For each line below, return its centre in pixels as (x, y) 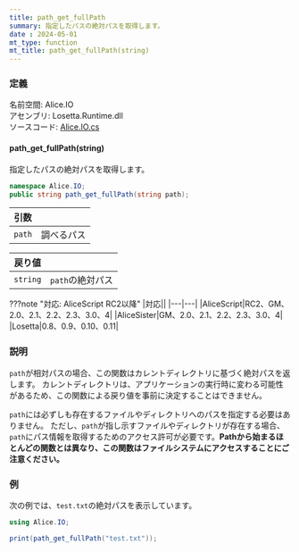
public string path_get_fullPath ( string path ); (100, 194)
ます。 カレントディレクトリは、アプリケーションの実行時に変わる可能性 (150, 384)
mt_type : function (43, 42)
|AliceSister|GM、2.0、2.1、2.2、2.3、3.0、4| (199, 315)
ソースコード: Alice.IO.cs (54, 127)
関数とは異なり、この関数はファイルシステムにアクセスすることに (161, 447)
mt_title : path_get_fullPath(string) (79, 51)
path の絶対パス (82, 280)
